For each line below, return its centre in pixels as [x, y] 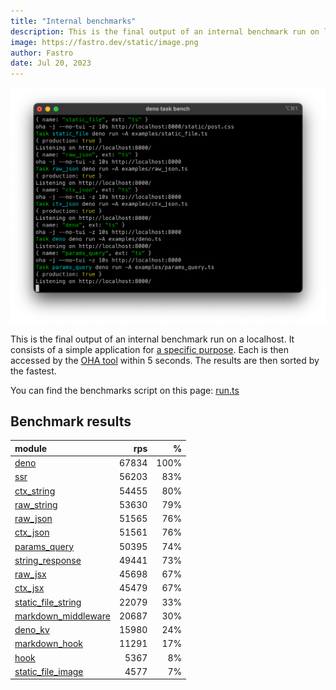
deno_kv [32, 630]
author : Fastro [42, 53]
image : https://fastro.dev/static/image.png [104, 42]
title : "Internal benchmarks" [73, 21]
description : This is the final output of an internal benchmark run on [165, 31]
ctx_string [35, 491]
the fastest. [33, 371]
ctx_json [32, 532]
